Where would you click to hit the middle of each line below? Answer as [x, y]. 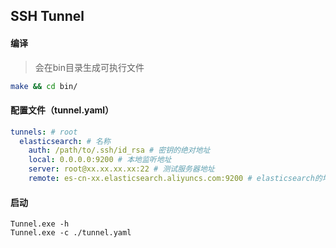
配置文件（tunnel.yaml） [62, 110]
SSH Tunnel [47, 16]
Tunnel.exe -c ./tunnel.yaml [71, 233]
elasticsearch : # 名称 [65, 141]
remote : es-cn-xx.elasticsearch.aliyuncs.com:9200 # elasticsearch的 [175, 179]
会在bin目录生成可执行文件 [89, 67]
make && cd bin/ [44, 86]
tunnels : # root [44, 132]
